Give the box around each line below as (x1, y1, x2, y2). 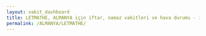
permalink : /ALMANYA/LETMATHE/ (6, 20, 86, 26)
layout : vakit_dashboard (6, 9, 70, 15)
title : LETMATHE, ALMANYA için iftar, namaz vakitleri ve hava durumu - (6, 15, 196, 21)
